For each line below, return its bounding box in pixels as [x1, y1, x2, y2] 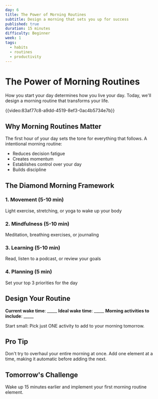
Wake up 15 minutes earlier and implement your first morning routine [5, 384, 147, 390]
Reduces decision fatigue [12, 150, 65, 156]
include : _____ [5, 313, 34, 319]
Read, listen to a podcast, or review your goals [5, 256, 101, 262]
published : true [5, 21, 39, 27]
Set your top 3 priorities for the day [5, 280, 78, 286]
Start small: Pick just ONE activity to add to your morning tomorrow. [5, 323, 144, 329]
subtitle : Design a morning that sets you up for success [5, 17, 129, 22]
